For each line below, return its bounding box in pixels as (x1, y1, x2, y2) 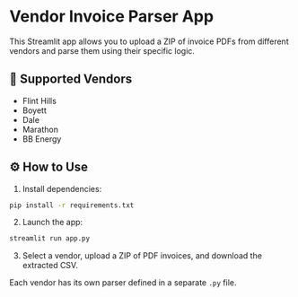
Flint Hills (22, 95, 57, 106)
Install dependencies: (22, 183, 102, 194)
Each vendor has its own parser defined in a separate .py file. (9, 277, 237, 288)
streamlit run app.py (9, 234, 91, 243)
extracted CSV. (22, 260, 78, 271)
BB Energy (22, 133, 62, 144)
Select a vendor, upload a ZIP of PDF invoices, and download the (22, 250, 263, 261)
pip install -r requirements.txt (9, 200, 135, 210)
